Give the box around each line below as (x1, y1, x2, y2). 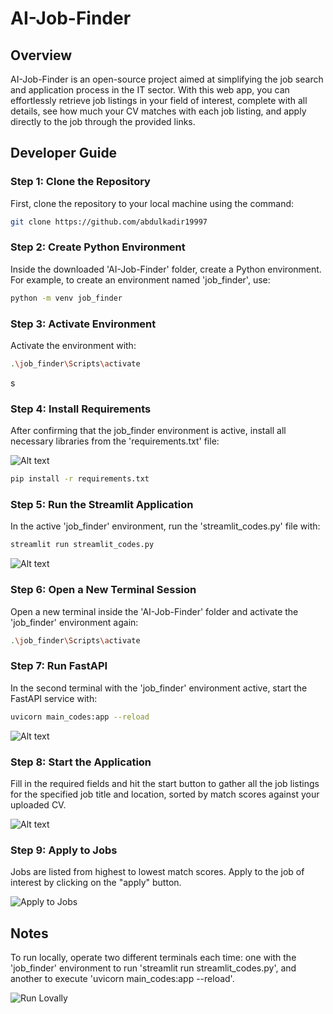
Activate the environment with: (10, 340, 137, 352)
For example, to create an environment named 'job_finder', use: (10, 273, 271, 286)
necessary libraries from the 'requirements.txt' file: (10, 435, 220, 447)
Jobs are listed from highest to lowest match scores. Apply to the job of (10, 866, 305, 878)
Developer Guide (10, 145, 118, 162)
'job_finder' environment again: (10, 616, 139, 628)
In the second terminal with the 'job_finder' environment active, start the (10, 682, 308, 694)
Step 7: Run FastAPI (10, 659, 108, 673)
